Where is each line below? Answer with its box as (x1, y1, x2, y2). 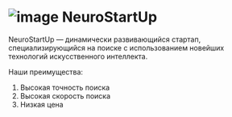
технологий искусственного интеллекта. (8, 51, 148, 61)
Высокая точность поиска (19, 83, 110, 92)
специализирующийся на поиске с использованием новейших (8, 42, 225, 52)
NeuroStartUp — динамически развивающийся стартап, (8, 34, 201, 44)
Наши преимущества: (8, 67, 83, 76)
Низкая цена (19, 99, 64, 109)
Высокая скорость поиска (19, 91, 111, 100)
